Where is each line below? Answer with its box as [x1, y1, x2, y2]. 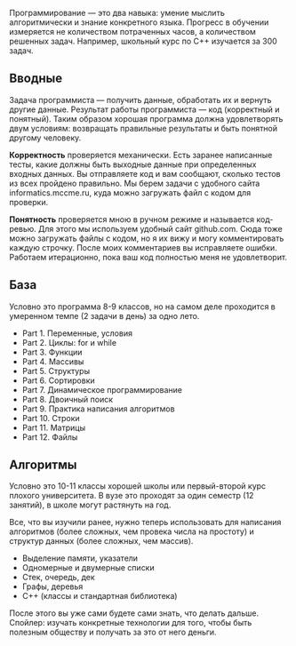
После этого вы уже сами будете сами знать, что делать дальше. [9, 608, 260, 618]
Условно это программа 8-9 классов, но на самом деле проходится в [9, 301, 276, 312]
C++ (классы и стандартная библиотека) [21, 591, 178, 602]
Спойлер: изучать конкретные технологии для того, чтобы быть [9, 618, 252, 628]
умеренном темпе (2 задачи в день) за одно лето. [9, 310, 200, 321]
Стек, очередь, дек [21, 572, 95, 583]
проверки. [9, 196, 49, 207]
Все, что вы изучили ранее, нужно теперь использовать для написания [9, 517, 282, 528]
